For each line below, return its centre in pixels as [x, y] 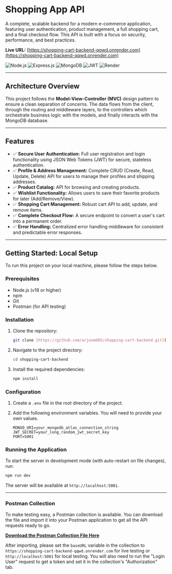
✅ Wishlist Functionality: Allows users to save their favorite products [86, 193]
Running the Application [36, 449]
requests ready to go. [28, 526]
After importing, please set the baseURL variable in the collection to [75, 545]
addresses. [25, 182]
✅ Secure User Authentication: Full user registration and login [79, 154]
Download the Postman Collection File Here [52, 536]
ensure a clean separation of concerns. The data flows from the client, [80, 104]
